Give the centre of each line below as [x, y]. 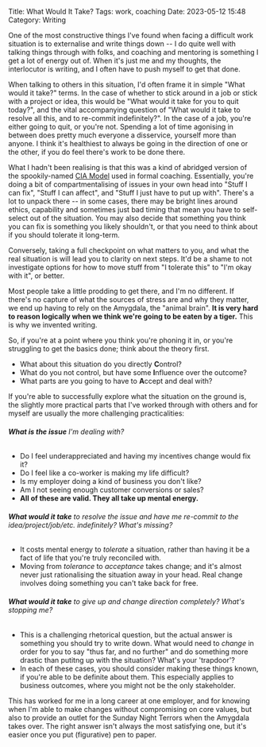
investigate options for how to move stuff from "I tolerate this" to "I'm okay [130, 267]
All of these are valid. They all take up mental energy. [109, 498]
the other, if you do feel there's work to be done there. [97, 152]
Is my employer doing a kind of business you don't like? [110, 482]
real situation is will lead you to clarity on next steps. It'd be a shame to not [130, 259]
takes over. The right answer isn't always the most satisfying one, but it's [127, 726]
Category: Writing [37, 20]
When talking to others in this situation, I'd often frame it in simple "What [127, 84]
